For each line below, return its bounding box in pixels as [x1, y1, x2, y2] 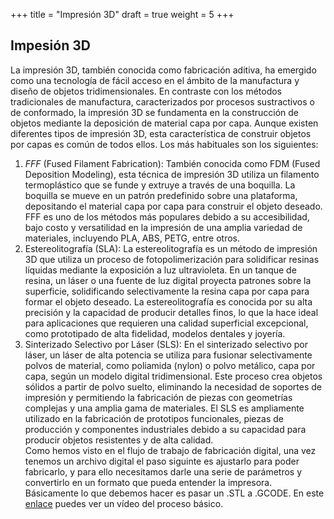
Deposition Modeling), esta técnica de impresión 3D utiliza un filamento [24, 168, 320, 180]
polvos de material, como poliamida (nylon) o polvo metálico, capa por [24, 359, 316, 371]
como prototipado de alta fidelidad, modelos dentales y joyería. [24, 327, 286, 339]
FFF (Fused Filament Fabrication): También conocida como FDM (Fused [24, 157, 321, 169]
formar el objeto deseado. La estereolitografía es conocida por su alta [24, 295, 313, 308]
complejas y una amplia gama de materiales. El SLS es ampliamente [24, 402, 305, 414]
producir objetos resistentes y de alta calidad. [24, 434, 214, 446]
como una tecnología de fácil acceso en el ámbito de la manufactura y [10, 74, 300, 86]
